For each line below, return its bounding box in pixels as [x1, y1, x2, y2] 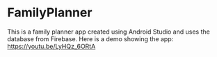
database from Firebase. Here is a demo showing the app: [7, 34, 174, 43]
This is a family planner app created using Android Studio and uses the [7, 27, 210, 36]
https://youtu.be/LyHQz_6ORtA [7, 42, 96, 50]
